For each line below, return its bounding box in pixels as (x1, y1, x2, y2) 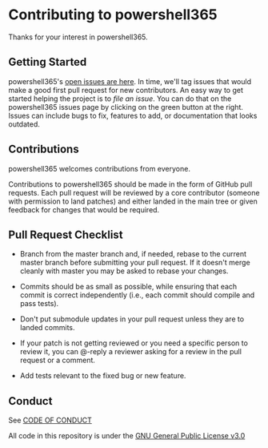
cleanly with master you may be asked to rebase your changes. (19, 266, 229, 276)
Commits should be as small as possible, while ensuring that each (19, 282, 238, 292)
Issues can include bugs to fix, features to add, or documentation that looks (8, 111, 258, 120)
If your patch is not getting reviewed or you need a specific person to (19, 338, 248, 348)
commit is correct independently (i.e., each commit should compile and (19, 290, 255, 300)
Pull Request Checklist (8, 228, 123, 241)
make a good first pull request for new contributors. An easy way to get (8, 85, 244, 95)
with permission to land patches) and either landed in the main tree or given (8, 196, 258, 206)
